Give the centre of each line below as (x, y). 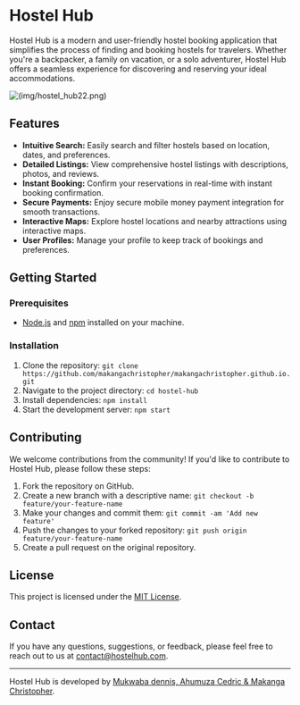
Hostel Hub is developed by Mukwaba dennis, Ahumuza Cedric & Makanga (147, 682)
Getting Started (53, 278)
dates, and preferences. (66, 155)
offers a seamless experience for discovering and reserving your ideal (138, 69)
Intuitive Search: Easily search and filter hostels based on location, (146, 145)
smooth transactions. (61, 212)
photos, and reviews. (61, 173)
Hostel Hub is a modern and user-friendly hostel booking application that (143, 40)
